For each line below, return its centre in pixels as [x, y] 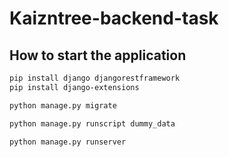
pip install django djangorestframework [95, 78]
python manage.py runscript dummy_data [92, 123]
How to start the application [98, 55]
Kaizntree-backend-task [114, 18]
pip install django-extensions [74, 87]
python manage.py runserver [68, 142]
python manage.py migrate [63, 105]
